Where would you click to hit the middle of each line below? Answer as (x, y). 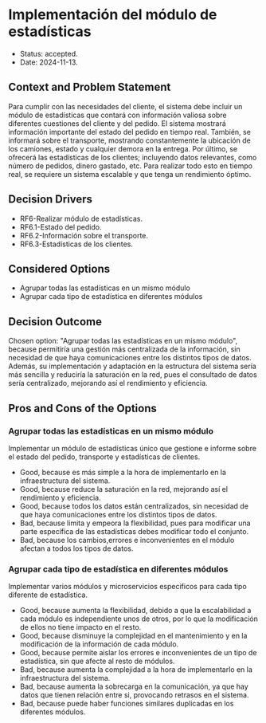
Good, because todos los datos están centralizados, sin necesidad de (134, 506)
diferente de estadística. (48, 595)
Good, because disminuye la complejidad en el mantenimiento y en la (133, 636)
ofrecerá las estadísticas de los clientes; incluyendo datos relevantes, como (133, 157)
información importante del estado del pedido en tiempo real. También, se (129, 132)
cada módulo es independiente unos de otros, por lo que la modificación (139, 619)
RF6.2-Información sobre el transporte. (84, 235)
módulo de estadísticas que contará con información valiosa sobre (117, 115)
